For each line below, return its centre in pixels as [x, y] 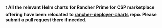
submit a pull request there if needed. [46, 20]
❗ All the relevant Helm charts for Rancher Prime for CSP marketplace [80, 7]
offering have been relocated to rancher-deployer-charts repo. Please [81, 15]
